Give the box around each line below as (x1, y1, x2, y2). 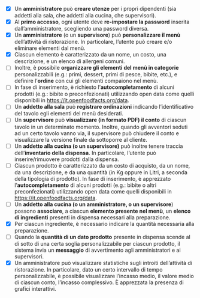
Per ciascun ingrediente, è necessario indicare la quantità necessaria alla (14, 220, 195, 227)
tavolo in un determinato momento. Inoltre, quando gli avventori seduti (14, 123, 188, 130)
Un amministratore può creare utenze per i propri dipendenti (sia (14, 5, 177, 12)
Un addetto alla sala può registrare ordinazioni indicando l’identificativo (14, 103, 194, 111)
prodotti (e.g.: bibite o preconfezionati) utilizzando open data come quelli (14, 90, 195, 98)
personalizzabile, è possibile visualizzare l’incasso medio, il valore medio (14, 272, 194, 279)
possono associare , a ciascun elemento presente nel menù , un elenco (14, 207, 191, 214)
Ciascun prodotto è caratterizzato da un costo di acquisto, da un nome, (14, 162, 190, 169)
